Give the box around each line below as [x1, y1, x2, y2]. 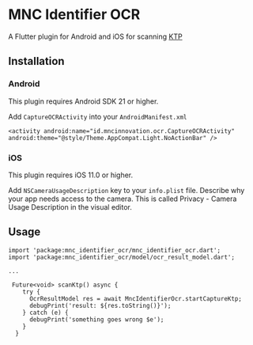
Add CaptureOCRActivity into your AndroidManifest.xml [8, 112, 187, 121]
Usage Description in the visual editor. [8, 202, 133, 211]
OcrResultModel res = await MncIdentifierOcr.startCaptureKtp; [28, 294, 243, 302]
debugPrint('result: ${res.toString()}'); [28, 301, 172, 309]
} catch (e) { [22, 309, 69, 317]
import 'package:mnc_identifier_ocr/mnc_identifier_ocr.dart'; [8, 246, 221, 254]
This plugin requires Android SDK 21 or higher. [8, 97, 159, 106]
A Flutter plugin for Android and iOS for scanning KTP [8, 32, 183, 41]
